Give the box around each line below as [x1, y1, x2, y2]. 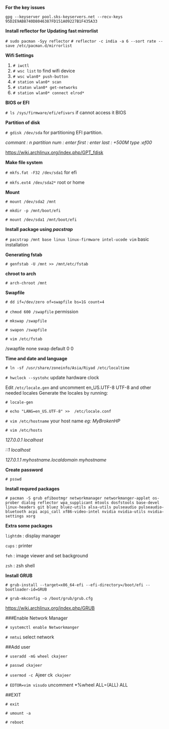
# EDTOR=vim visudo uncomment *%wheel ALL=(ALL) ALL [5, 682, 128, 688]
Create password [5, 467, 43, 473]
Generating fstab [5, 252, 43, 258]
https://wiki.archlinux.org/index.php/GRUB [5, 605, 95, 611]
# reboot [5, 720, 24, 725]
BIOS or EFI [5, 100, 30, 105]
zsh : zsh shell [5, 563, 35, 568]
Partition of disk [5, 119, 40, 126]
